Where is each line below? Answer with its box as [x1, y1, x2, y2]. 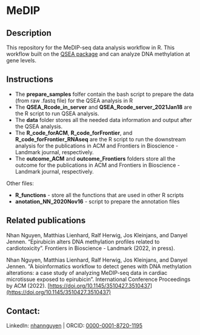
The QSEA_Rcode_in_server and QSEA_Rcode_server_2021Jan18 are [15, 103, 192, 110]
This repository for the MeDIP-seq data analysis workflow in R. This [6, 44, 175, 51]
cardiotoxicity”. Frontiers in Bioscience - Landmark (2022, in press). [6, 244, 175, 252]
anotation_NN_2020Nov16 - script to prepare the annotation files [15, 198, 180, 205]
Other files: [6, 180, 35, 187]
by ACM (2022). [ [6, 282, 50, 289]
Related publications [6, 215, 86, 226]
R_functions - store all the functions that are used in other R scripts [15, 191, 184, 198]
